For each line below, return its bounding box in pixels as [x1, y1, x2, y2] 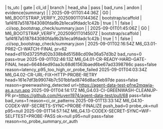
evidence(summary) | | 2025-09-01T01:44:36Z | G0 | [5, 10, 111, 16]
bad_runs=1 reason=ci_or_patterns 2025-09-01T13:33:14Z [5, 98, 122, 103]
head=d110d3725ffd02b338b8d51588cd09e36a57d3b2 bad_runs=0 [5, 51, 142, 57]
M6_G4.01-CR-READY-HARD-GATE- [74, 56, 147, 62]
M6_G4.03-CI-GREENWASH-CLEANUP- [78, 88, 158, 93]
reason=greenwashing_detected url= [5, 82, 79, 88]
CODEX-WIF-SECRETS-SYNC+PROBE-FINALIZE [5, 103, 102, 109]
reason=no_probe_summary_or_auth [5, 118, 78, 124]
